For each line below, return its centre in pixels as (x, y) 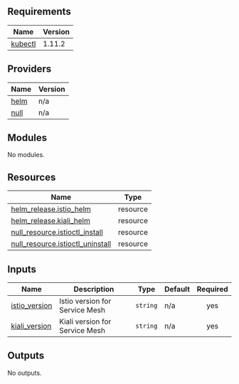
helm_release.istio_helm (51, 209)
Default (177, 289)
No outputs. (25, 373)
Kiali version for (85, 321)
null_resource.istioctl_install (57, 233)
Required (212, 289)
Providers (30, 69)
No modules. (26, 155)
